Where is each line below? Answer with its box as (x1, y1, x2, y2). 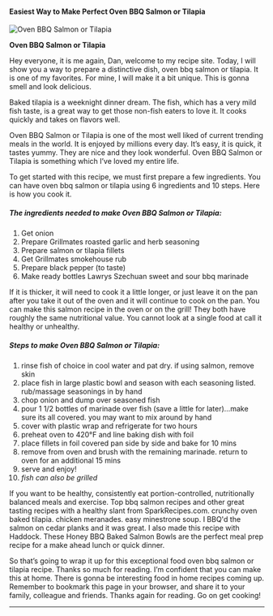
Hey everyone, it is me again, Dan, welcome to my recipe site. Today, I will (9, 56, 256, 66)
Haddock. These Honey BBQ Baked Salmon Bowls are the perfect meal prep (9, 532, 264, 541)
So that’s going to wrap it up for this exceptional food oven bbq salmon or (9, 556, 254, 566)
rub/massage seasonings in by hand (20, 386, 143, 397)
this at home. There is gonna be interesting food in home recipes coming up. (9, 573, 265, 584)
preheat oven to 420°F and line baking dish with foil (20, 430, 194, 440)
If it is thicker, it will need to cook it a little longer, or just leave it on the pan (9, 287, 258, 297)
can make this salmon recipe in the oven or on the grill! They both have (9, 304, 246, 314)
